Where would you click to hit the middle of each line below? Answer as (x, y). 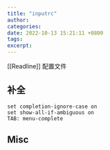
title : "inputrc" (32, 13)
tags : (15, 39)
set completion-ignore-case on (52, 106)
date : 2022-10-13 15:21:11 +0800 (55, 33)
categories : (24, 26)
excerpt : (20, 46)
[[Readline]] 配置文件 (37, 66)
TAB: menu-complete (35, 118)
